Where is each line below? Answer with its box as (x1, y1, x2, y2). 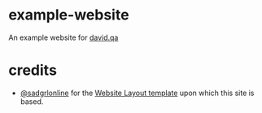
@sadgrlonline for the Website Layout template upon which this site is (20, 88, 255, 98)
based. (20, 96, 44, 106)
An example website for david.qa (8, 33, 119, 42)
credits (8, 61, 57, 80)
